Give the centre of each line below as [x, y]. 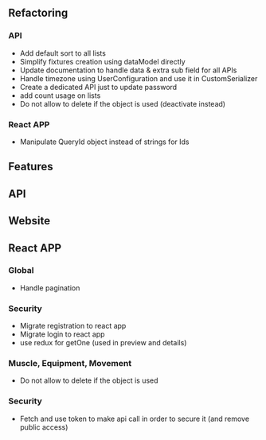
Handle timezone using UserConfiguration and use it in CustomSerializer [139, 78]
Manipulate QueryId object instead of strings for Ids [104, 142]
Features [31, 167]
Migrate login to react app [62, 334]
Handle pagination [50, 288]
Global [21, 271]
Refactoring [38, 13]
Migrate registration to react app [73, 326]
